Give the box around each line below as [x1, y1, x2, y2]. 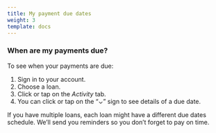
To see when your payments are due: [7, 62, 114, 70]
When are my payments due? [7, 46, 108, 55]
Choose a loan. [17, 82, 61, 91]
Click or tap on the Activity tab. [17, 89, 106, 98]
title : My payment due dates [7, 10, 92, 17]
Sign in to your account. [17, 75, 86, 83]
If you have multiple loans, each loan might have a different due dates [7, 110, 207, 118]
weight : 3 [7, 17, 36, 24]
